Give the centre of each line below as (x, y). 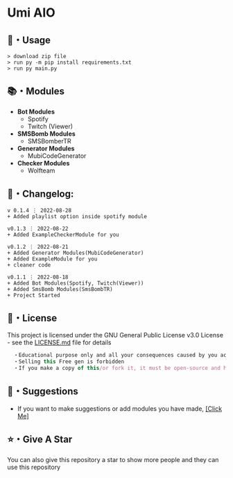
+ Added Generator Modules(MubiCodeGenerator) (76, 253)
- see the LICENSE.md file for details (59, 343)
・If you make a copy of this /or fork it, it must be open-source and (117, 369)
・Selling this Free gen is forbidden (69, 362)
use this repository (34, 467)
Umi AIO (31, 13)
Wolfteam (41, 170)
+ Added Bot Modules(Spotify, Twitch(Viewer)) (76, 283)
